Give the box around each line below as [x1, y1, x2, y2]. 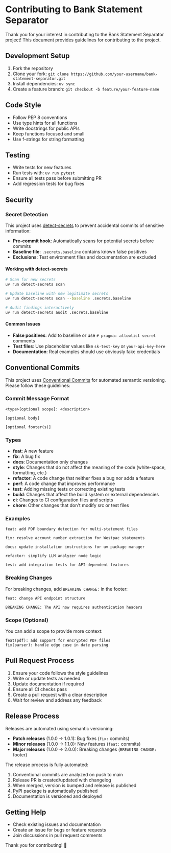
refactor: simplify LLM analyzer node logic [5, 554, 102, 559]
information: [5, 228, 31, 234]
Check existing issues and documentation [12, 821, 101, 827]
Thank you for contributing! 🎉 [5, 842, 67, 848]
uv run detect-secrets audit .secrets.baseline [5, 310, 109, 315]
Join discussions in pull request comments [12, 832, 103, 839]
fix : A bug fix [12, 453, 40, 459]
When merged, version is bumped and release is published [12, 782, 137, 788]
